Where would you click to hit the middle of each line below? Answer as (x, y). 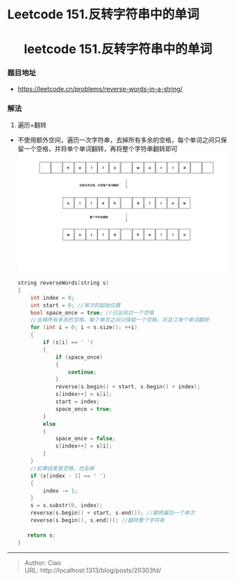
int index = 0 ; (53, 298)
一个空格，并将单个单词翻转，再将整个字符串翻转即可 (100, 148)
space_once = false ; (85, 439)
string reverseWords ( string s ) (63, 283)
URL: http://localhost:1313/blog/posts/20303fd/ (93, 570)
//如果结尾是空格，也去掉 (63, 468)
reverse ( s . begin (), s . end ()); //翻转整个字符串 (98, 521)
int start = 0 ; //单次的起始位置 (76, 305)
